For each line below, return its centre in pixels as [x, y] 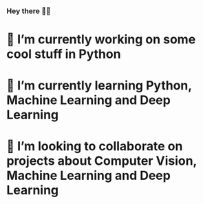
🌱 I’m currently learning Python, [99, 86]
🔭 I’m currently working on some [101, 40]
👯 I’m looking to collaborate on [95, 146]
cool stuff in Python [64, 54]
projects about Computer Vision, [102, 161]
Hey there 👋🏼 [29, 11]
